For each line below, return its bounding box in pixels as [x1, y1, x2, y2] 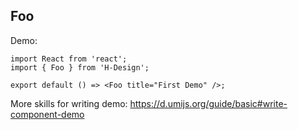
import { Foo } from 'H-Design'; [10, 62, 150, 73]
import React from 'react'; [10, 54, 128, 64]
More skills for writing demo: [10, 97, 128, 109]
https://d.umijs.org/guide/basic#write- [129, 97, 288, 109]
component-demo [10, 108, 85, 120]
